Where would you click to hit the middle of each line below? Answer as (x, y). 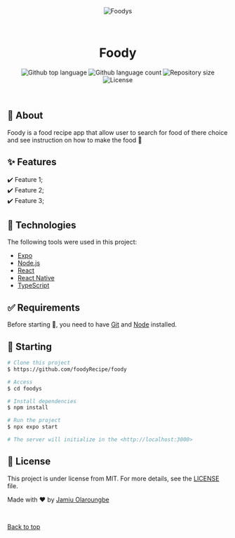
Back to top (24, 527)
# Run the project (34, 421)
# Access (20, 382)
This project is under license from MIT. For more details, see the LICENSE (113, 478)
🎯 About (25, 116)
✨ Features (32, 162)
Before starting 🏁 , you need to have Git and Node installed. (92, 324)
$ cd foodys (25, 388)
